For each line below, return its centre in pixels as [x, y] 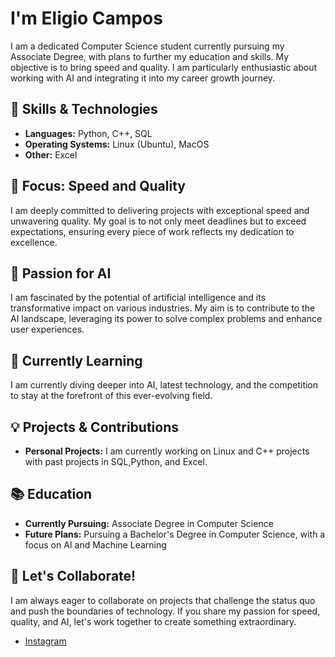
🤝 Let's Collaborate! [73, 576]
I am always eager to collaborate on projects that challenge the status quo [163, 600]
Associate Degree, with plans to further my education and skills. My [150, 56]
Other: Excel [51, 154]
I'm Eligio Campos [86, 18]
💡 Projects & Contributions [95, 427]
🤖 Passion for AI [61, 273]
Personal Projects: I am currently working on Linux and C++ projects [167, 451]
